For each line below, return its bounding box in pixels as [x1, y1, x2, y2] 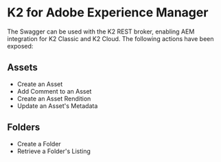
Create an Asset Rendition [16, 94, 91, 103]
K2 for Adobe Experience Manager [7, 5, 209, 21]
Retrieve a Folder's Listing [16, 147, 91, 155]
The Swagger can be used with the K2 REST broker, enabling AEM [7, 27, 195, 36]
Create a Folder [16, 139, 62, 148]
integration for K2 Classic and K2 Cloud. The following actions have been [7, 34, 214, 42]
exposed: [7, 42, 34, 50]
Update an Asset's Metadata [16, 101, 98, 110]
